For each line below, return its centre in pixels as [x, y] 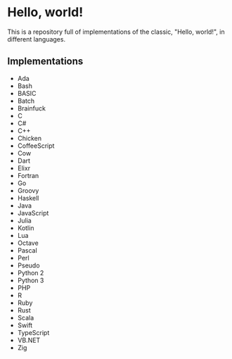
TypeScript [33, 332]
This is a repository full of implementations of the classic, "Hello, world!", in [116, 32]
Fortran [28, 175]
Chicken [30, 138]
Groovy [28, 190]
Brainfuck [31, 108]
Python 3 [31, 280]
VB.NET [29, 340]
